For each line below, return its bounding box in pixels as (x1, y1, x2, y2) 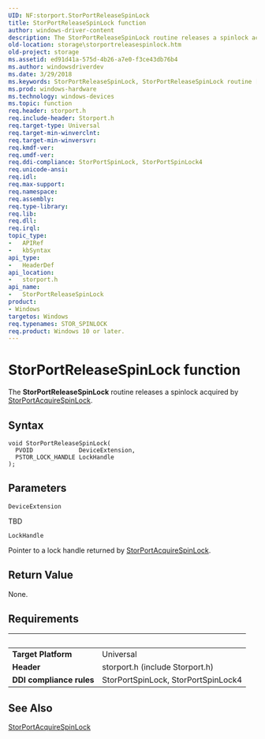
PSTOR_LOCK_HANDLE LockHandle (15, 453, 114, 461)
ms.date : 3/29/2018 (8, 70, 73, 78)
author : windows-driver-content (8, 26, 114, 34)
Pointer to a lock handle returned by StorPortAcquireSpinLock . (8, 546, 211, 555)
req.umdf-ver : (8, 151, 55, 159)
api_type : (8, 253, 41, 261)
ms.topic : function (8, 99, 73, 107)
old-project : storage (8, 48, 80, 56)
